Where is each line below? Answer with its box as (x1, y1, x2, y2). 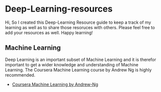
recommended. (5, 72, 35, 78)
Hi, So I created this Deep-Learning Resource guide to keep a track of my (5, 19, 151, 25)
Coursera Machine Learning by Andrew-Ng (12, 81, 98, 87)
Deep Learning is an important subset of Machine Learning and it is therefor (5, 57, 156, 62)
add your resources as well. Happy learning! (5, 30, 93, 35)
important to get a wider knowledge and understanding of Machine (5, 61, 139, 67)
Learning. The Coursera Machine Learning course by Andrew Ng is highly (5, 67, 152, 73)
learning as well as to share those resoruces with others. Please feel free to (5, 24, 155, 30)
